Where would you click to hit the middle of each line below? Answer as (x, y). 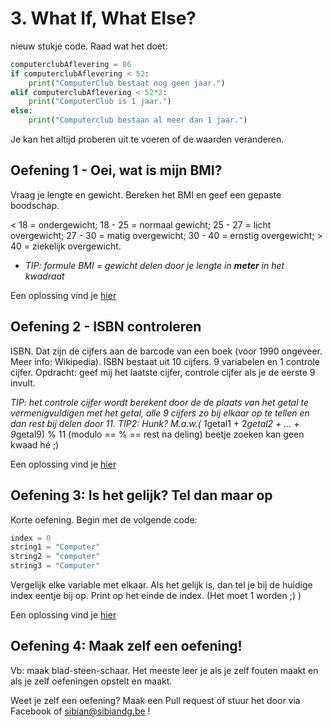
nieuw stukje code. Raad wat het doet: (89, 46)
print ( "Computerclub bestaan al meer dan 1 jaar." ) (138, 120)
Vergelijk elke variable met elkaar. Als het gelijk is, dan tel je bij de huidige (161, 585)
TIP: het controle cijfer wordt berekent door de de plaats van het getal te (160, 402)
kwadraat (44, 276)
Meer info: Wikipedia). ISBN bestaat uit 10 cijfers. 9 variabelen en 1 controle (165, 361)
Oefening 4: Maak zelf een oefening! (126, 646)
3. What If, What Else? (103, 18)
